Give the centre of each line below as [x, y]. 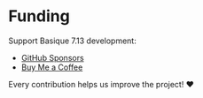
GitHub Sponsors [53, 57]
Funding [39, 16]
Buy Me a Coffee [52, 67]
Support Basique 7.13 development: [72, 41]
